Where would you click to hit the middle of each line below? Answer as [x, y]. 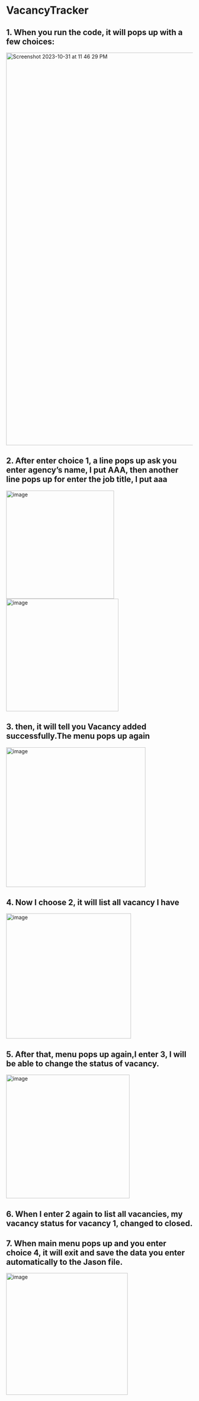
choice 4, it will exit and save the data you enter [96, 1253]
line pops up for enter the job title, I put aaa [87, 479]
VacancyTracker [47, 10]
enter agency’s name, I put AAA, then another [92, 470]
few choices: [31, 41]
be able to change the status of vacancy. [83, 1064]
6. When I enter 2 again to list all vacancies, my [94, 1214]
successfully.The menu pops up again [78, 736]
